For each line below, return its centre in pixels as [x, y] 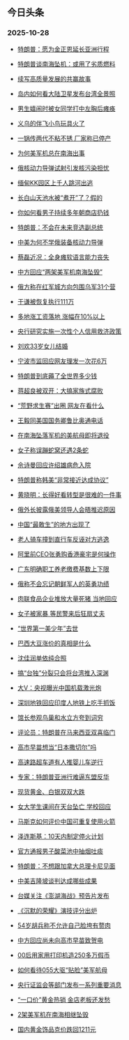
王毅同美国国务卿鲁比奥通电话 [60, 420]
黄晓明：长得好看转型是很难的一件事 [69, 494]
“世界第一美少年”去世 [48, 628]
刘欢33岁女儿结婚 [43, 346]
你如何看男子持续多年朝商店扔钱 [63, 212]
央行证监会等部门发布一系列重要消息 [69, 985]
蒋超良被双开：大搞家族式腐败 [60, 391]
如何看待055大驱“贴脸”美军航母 [62, 969]
